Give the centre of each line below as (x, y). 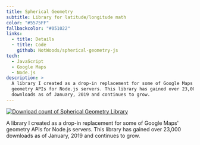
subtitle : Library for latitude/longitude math (66, 17)
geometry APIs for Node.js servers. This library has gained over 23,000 (94, 129)
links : (14, 34)
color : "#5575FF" (28, 23)
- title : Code (29, 45)
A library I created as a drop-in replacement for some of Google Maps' (93, 123)
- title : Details (33, 39)
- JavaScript (28, 61)
